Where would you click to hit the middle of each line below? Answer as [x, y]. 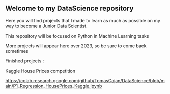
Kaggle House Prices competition [40, 71]
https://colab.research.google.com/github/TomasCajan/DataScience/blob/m [85, 80]
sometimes [17, 51]
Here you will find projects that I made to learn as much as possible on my [83, 20]
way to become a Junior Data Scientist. [46, 26]
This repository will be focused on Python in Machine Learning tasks [77, 36]
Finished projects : [25, 61]
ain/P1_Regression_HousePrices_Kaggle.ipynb [54, 86]
